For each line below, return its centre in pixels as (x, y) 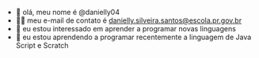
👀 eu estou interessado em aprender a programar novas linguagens (126, 29)
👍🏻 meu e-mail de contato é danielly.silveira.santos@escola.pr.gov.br (129, 20)
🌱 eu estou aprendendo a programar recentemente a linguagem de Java (133, 37)
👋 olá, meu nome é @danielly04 (68, 12)
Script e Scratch (42, 45)
